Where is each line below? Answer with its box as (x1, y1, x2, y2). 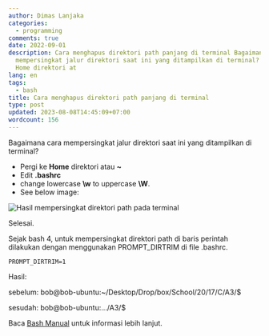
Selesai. (8, 218, 34, 228)
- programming (15, 26, 62, 34)
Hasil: (8, 271, 27, 281)
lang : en (8, 71, 38, 79)
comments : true (8, 34, 59, 42)
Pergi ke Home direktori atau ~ (19, 162, 122, 171)
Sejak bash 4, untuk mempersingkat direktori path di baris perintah (8, 234, 229, 243)
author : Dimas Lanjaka (8, 11, 84, 20)
